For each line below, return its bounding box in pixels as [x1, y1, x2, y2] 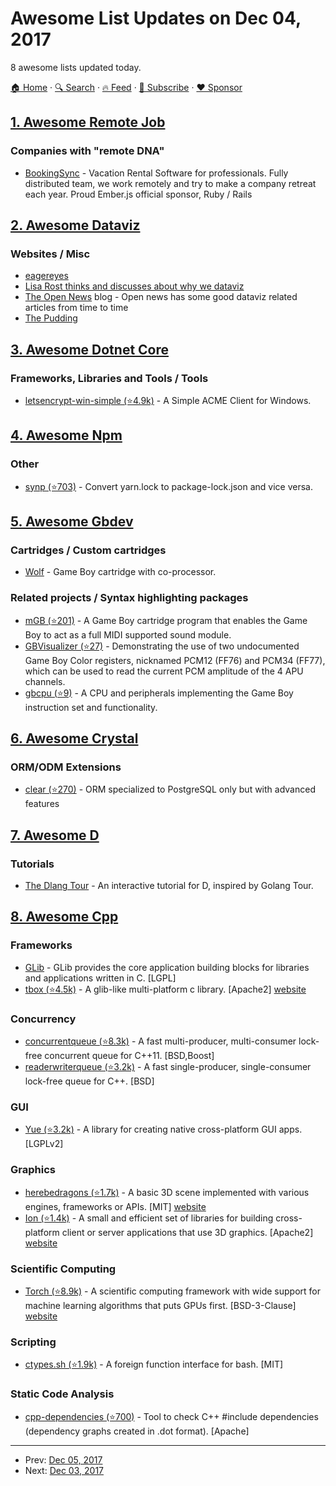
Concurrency [10, 1012, 77, 1026]
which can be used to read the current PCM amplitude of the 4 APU [24, 665, 304, 677]
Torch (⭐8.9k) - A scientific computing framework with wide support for [24, 1285, 321, 1297]
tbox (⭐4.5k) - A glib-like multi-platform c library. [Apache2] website [24, 983, 307, 995]
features [24, 798, 60, 810]
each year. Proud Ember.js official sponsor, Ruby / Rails [24, 188, 253, 200]
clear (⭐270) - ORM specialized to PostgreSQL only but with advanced [24, 783, 316, 796]
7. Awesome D [10, 827, 100, 844]
